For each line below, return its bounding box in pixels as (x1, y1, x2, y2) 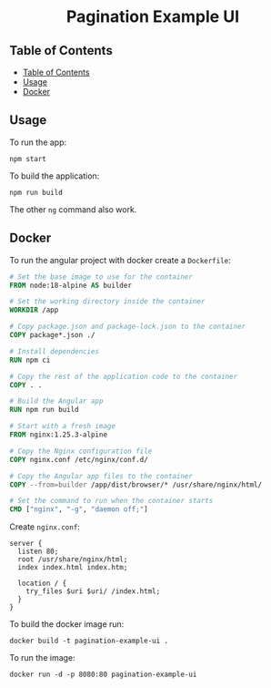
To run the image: (9, 652, 75, 663)
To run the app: (9, 137, 67, 148)
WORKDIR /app (9, 305, 59, 315)
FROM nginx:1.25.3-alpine (9, 430, 107, 439)
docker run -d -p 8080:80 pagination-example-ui (9, 670, 197, 680)
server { (9, 539, 43, 549)
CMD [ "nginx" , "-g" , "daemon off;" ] (9, 505, 148, 514)
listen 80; (17, 547, 59, 557)
